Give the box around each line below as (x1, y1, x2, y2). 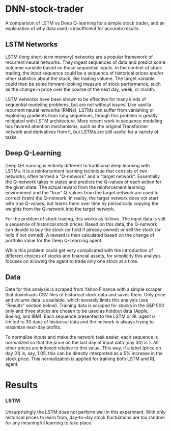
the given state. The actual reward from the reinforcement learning (5, 184, 145, 190)
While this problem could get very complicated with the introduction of (5, 247, 154, 253)
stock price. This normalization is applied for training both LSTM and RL (5, 356, 156, 362)
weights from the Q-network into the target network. (5, 206, 116, 212)
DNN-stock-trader (5, 3, 84, 15)
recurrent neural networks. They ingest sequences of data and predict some (5, 59, 165, 65)
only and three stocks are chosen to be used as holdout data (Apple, (5, 308, 149, 314)
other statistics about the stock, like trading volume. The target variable (5, 75, 155, 82)
